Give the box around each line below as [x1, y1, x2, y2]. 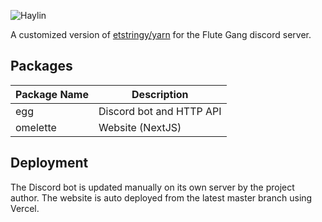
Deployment [10, 155, 89, 172]
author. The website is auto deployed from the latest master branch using [10, 191, 313, 204]
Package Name [15, 87, 89, 101]
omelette [15, 120, 57, 134]
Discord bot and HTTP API [98, 104, 222, 118]
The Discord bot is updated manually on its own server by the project [10, 181, 295, 193]
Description [131, 87, 189, 101]
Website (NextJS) [98, 120, 182, 134]
